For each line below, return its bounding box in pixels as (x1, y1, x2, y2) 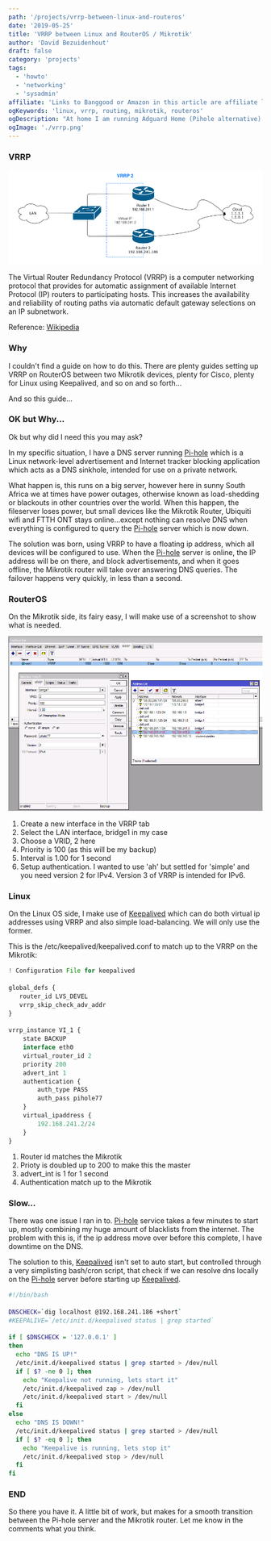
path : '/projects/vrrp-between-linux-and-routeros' (8, 13, 186, 21)
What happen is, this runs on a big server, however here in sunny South (8, 480, 246, 490)
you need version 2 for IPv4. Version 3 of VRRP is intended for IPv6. (19, 870, 246, 879)
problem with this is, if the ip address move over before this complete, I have (8, 1233, 263, 1242)
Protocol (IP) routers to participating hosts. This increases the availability (8, 290, 250, 299)
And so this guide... (8, 394, 73, 403)
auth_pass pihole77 (37, 1094, 103, 1103)
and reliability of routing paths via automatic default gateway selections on (8, 299, 256, 308)
